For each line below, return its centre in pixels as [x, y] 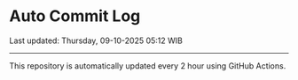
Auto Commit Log [75, 16]
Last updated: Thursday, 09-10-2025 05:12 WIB [96, 40]
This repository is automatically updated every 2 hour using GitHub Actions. [148, 65]
